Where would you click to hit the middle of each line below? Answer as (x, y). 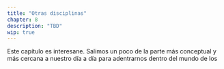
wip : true (21, 32)
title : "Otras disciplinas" (47, 13)
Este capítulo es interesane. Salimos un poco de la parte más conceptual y (112, 51)
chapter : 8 (23, 20)
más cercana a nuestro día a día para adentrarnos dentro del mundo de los (112, 59)
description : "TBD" (35, 26)
